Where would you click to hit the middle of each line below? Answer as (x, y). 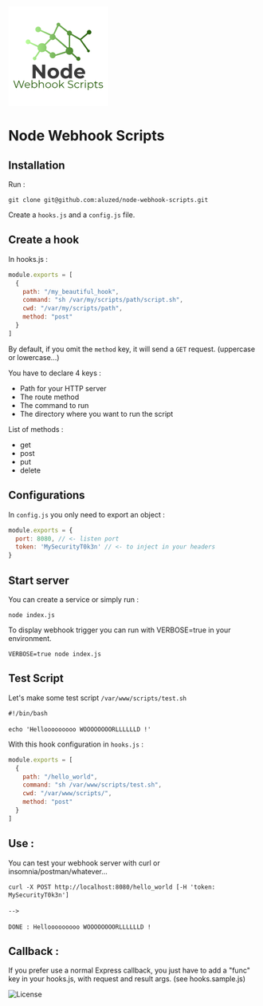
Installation (37, 165)
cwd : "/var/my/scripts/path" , (73, 309)
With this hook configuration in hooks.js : (76, 744)
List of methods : (36, 429)
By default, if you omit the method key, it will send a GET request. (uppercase (132, 349)
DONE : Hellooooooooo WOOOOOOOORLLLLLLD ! (80, 927)
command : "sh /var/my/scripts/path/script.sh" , (103, 300)
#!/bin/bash (28, 713)
